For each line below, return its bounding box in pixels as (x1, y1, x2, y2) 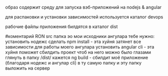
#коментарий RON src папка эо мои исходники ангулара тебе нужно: (5, 33, 155, 39)
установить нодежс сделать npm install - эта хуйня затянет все (5, 38, 141, 44)
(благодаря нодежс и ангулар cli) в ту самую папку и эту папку (5, 60, 142, 65)
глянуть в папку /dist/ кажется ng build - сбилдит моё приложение (5, 54, 148, 60)
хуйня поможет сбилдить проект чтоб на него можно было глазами (5, 49, 151, 55)
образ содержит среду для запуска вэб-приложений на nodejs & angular (5, 4, 162, 10)
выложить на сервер (5, 65, 50, 71)
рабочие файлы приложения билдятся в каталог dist (5, 23, 118, 29)
